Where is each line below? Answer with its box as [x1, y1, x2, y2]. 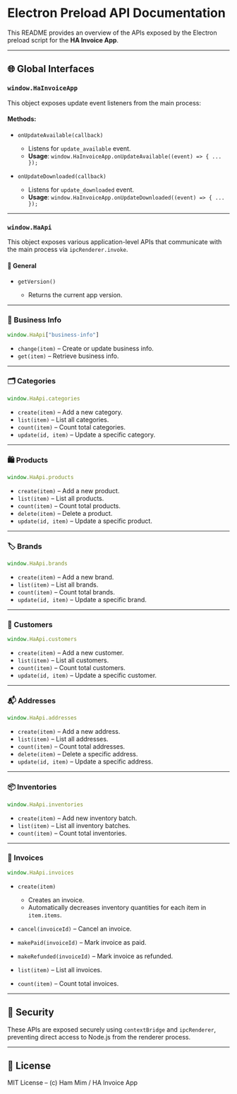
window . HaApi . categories [7, 395, 80, 402]
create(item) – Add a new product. [17, 486, 120, 495]
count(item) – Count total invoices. [17, 979, 119, 988]
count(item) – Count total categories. [17, 422, 126, 431]
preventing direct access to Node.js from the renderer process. [7, 1032, 191, 1041]
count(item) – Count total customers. [17, 664, 126, 672]
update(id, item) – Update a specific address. [17, 757, 154, 766]
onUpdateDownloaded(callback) [17, 173, 107, 180]
